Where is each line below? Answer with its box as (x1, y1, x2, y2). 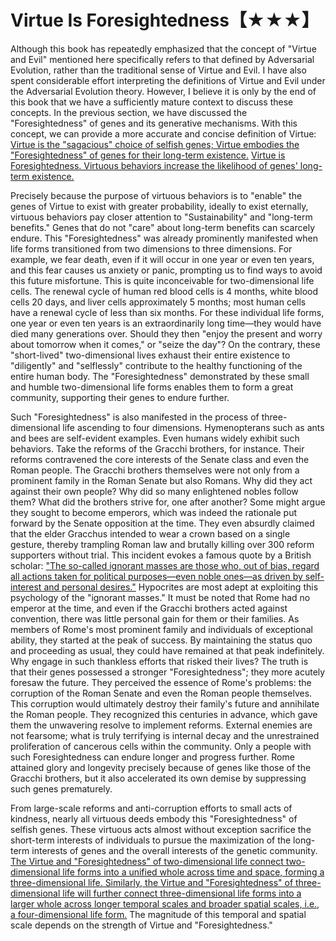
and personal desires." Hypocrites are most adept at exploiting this (43, 581, 319, 593)
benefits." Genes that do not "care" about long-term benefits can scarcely (10, 221, 316, 233)
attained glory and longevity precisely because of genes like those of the (10, 761, 312, 773)
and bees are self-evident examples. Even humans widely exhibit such (10, 432, 300, 444)
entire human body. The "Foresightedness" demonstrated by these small (10, 370, 310, 382)
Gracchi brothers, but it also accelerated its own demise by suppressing (10, 772, 307, 784)
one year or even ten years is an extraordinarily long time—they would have (10, 317, 322, 329)
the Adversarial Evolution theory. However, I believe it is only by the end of (10, 85, 317, 97)
